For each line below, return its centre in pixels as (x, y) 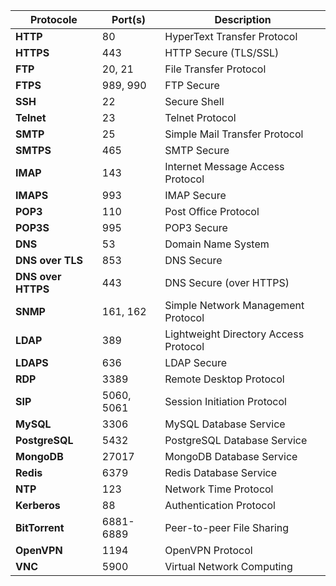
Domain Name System (217, 244)
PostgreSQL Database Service (236, 440)
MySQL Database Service (225, 424)
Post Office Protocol (212, 211)
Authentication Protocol (220, 505)
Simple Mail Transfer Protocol (234, 134)
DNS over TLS (49, 260)
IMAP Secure (195, 195)
